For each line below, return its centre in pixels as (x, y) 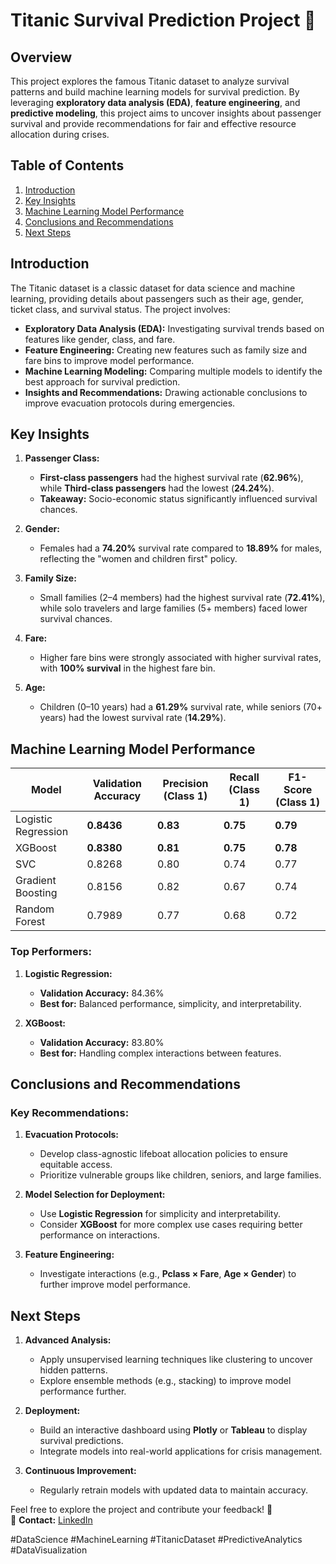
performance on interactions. (100, 1235)
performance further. (83, 1391)
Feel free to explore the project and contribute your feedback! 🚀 (141, 1510)
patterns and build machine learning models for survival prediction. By (155, 92)
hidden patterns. (73, 1370)
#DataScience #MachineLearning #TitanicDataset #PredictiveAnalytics (156, 1540)
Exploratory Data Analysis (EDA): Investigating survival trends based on (174, 328)
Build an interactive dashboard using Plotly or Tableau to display (173, 1430)
